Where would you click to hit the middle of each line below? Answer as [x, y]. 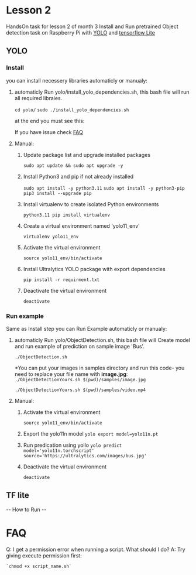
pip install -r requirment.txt [61, 280]
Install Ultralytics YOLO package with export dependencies [94, 269]
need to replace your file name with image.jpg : [71, 374]
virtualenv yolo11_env [51, 237]
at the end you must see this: [49, 121]
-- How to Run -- [26, 509]
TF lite [18, 495]
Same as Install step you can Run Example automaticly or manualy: [87, 328]
